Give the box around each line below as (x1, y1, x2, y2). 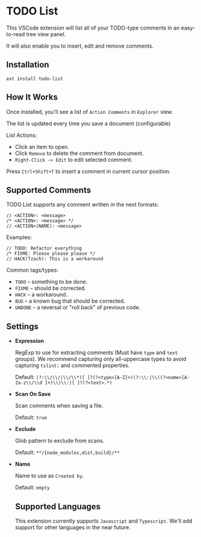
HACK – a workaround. (14, 291, 68, 298)
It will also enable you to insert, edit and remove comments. (6, 42, 154, 49)
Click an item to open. (14, 143, 69, 150)
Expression (14, 338, 44, 345)
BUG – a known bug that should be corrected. (14, 297, 125, 305)
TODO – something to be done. (14, 278, 88, 286)
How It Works (6, 92, 58, 102)
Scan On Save (14, 391, 51, 398)
